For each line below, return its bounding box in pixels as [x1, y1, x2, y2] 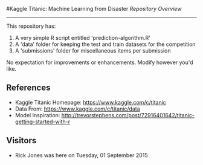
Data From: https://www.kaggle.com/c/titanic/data [14, 105, 140, 112]
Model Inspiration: [14, 111, 60, 118]
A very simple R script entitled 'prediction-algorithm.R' [14, 34, 151, 41]
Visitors [6, 135, 37, 146]
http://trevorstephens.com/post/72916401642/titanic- [61, 111, 195, 118]
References [6, 83, 51, 93]
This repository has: [6, 22, 56, 30]
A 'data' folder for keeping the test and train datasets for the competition [14, 40, 196, 48]
